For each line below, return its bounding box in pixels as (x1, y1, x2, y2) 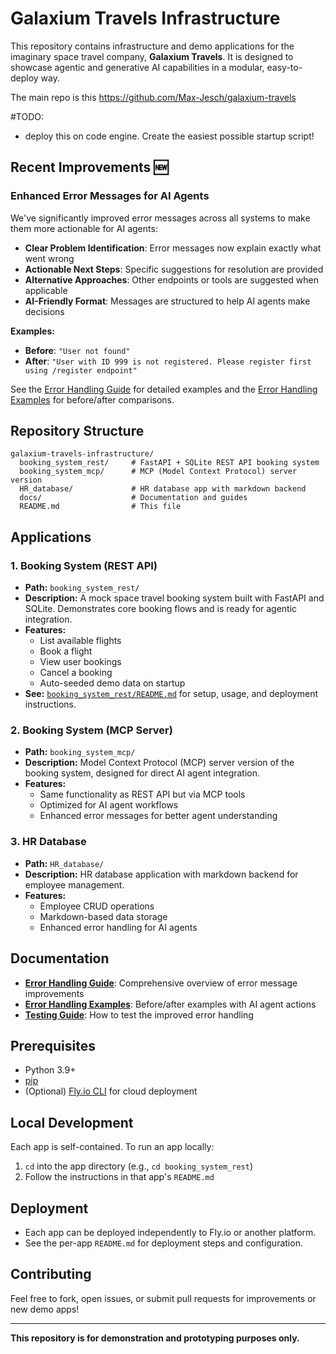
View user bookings (39, 656, 122, 668)
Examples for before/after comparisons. (10, 393, 175, 406)
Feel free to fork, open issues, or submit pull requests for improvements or (10, 1292, 317, 1304)
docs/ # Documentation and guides (19, 493, 248, 503)
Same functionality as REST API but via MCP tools (39, 788, 246, 801)
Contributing (10, 1266, 92, 1283)
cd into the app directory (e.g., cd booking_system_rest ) (24, 1160, 254, 1172)
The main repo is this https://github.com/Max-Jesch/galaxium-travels (10, 91, 297, 103)
